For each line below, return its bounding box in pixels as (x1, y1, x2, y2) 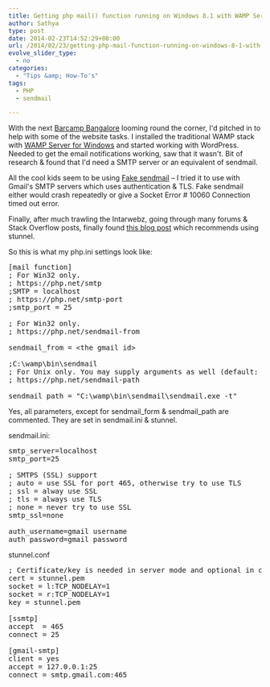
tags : (8, 79, 27, 87)
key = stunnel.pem (8, 598, 81, 607)
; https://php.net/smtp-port (8, 295, 123, 304)
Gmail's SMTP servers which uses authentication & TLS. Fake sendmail (8, 182, 243, 192)
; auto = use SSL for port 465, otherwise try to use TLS (8, 478, 242, 488)
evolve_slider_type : (8, 49, 78, 57)
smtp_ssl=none (8, 511, 64, 520)
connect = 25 (8, 630, 60, 639)
